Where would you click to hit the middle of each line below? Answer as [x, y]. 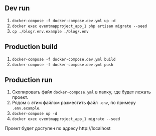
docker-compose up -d [34, 114]
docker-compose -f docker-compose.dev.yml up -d [64, 21]
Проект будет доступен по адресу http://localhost [58, 128]
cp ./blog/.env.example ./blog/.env [50, 31]
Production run [29, 80]
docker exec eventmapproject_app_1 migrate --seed [66, 119]
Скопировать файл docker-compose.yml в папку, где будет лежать [81, 92]
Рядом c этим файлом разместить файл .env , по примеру [74, 103]
